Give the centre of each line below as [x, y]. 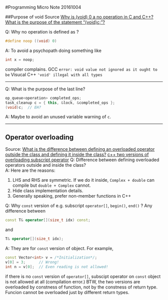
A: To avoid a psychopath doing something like [53, 50]
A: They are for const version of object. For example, [59, 248]
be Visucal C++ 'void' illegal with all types [54, 74]
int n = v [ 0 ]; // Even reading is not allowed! [57, 267]
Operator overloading [39, 137]
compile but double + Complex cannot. [51, 185]
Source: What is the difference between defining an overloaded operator [80, 149]
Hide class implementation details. [48, 191]
